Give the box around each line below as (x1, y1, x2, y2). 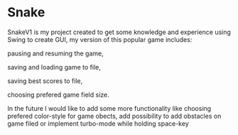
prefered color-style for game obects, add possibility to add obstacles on (7, 112, 222, 120)
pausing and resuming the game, (7, 49, 104, 58)
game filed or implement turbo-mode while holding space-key (7, 119, 190, 128)
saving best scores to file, (7, 76, 83, 85)
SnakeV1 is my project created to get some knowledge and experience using (7, 28, 231, 36)
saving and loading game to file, (7, 63, 102, 71)
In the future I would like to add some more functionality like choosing (7, 104, 212, 112)
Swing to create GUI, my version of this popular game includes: (7, 35, 193, 43)
